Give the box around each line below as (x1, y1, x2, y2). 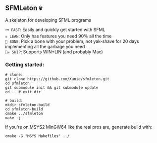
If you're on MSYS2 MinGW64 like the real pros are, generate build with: (5, 124, 153, 130)
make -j (5, 115, 21, 120)
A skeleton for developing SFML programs (5, 17, 92, 23)
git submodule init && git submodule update (5, 85, 99, 90)
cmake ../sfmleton (5, 111, 43, 116)
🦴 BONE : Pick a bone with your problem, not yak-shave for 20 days (5, 38, 140, 44)
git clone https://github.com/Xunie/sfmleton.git (5, 76, 110, 82)
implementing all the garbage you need (5, 43, 85, 49)
